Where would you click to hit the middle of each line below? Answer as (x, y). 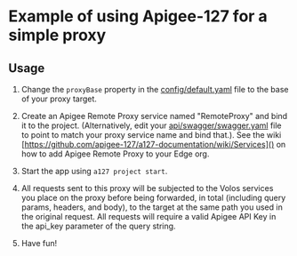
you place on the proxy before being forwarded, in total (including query (153, 198)
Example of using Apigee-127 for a (138, 16)
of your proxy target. (59, 99)
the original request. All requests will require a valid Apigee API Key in (148, 216)
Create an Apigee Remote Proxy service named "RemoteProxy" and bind (154, 116)
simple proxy (57, 35)
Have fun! (39, 243)
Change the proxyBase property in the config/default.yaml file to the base (155, 89)
